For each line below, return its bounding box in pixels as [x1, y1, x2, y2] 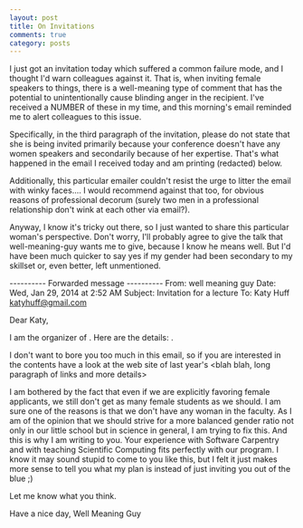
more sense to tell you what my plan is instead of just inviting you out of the [9, 464, 291, 475]
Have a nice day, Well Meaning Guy [9, 508, 142, 519]
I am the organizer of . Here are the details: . [9, 332, 174, 343]
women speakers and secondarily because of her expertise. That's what [9, 149, 279, 159]
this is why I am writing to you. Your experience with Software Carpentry [9, 435, 279, 446]
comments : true [9, 30, 67, 39]
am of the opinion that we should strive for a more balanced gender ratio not [9, 416, 294, 427]
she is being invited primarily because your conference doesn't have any [9, 139, 280, 149]
